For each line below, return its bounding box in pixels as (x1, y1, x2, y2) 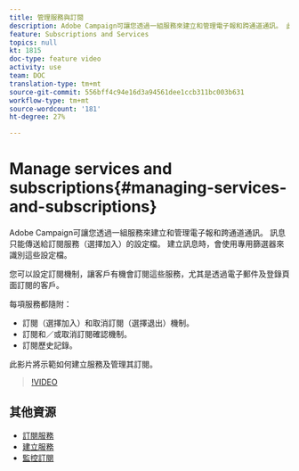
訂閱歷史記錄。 (21, 340, 77, 351)
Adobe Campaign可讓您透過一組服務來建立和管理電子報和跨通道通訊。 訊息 (9, 227, 287, 238)
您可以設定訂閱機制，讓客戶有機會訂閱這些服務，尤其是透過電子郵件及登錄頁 (9, 269, 290, 279)
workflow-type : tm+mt (9, 95, 90, 105)
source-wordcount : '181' (9, 104, 101, 113)
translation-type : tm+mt (9, 79, 101, 88)
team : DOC (9, 71, 46, 80)
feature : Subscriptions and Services (9, 29, 149, 38)
